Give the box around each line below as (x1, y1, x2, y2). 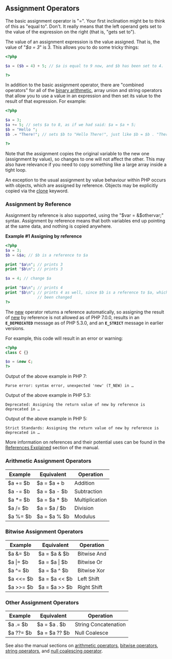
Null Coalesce (75, 629, 109, 636)
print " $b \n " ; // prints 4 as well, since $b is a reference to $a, (5, 290, 155, 295)
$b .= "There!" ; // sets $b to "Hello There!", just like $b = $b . (5, 132, 155, 137)
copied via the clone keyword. (5, 188, 69, 194)
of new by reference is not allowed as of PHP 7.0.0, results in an (5, 314, 140, 320)
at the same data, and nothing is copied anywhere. (5, 223, 112, 229)
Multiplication (74, 496, 107, 503)
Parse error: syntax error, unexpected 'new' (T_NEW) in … (5, 383, 134, 389)
